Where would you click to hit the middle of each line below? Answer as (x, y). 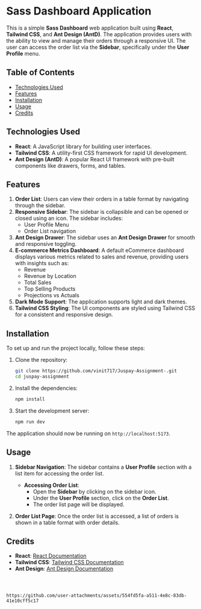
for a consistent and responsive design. (64, 315)
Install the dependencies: (46, 388)
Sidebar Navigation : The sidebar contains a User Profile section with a (103, 467)
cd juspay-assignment (42, 377)
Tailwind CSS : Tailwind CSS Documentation (70, 562)
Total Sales (38, 283)
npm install (30, 399)
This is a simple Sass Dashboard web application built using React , (90, 28)
